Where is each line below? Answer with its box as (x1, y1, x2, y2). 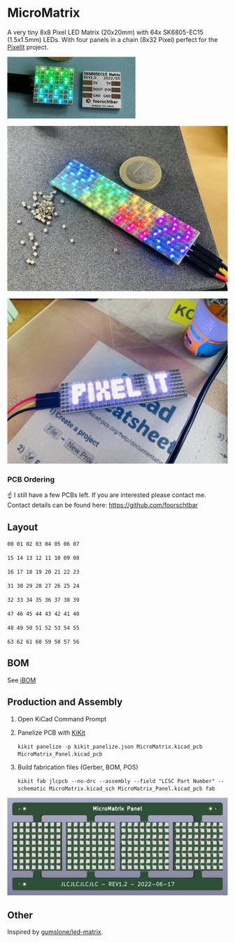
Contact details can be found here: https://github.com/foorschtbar (7, 501, 198, 510)
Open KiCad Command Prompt (17, 714, 107, 723)
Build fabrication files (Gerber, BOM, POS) (17, 763, 138, 771)
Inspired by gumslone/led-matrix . (7, 928, 104, 936)
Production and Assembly (7, 696, 123, 708)
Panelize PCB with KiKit (17, 728, 85, 737)
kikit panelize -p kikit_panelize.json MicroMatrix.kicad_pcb (17, 743, 203, 750)
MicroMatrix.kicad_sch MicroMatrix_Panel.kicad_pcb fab (48, 785, 215, 792)
